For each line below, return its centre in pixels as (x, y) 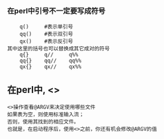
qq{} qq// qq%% (50, 61)
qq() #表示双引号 (47, 34)
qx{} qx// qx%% (50, 67)
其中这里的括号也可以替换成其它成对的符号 (59, 49)
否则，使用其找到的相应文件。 (43, 122)
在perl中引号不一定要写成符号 (56, 10)
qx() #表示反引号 (47, 42)
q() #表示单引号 (47, 27)
